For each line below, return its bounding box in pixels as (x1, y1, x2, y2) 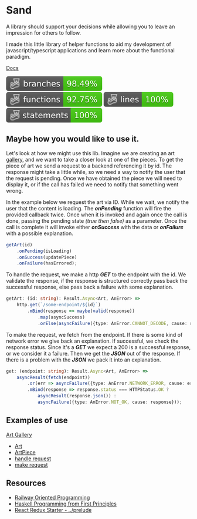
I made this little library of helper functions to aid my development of (6, 41, 172, 48)
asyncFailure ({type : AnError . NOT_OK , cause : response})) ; (37, 399, 182, 405)
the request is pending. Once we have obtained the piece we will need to (6, 175, 182, 182)
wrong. (6, 187, 23, 194)
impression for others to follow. (6, 29, 81, 36)
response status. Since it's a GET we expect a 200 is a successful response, (6, 343, 191, 350)
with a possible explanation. (6, 230, 73, 237)
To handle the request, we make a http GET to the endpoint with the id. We (6, 271, 186, 278)
